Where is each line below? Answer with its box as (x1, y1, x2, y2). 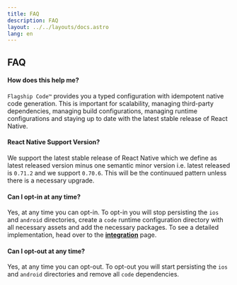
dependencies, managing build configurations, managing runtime (7, 107, 198, 115)
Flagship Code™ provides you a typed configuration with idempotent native (7, 91, 224, 100)
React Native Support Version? (7, 138, 100, 146)
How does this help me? (7, 76, 79, 85)
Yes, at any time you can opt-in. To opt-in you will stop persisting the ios (7, 208, 219, 216)
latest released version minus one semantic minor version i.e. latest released (7, 161, 231, 170)
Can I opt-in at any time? (7, 192, 81, 201)
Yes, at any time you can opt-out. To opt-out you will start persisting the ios (7, 262, 228, 271)
